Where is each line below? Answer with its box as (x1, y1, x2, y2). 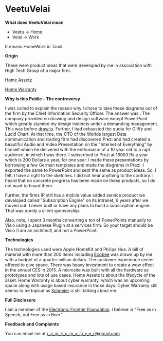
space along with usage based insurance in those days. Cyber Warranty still (5, 282, 158, 288)
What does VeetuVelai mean (5, 19, 64, 25)
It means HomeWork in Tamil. (5, 43, 64, 49)
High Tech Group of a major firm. (5, 67, 72, 73)
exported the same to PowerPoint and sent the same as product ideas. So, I (5, 167, 157, 173)
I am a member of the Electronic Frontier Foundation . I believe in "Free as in (5, 306, 156, 312)
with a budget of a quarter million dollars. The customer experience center (5, 256, 154, 262)
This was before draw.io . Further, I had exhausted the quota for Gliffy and (5, 126, 152, 132)
